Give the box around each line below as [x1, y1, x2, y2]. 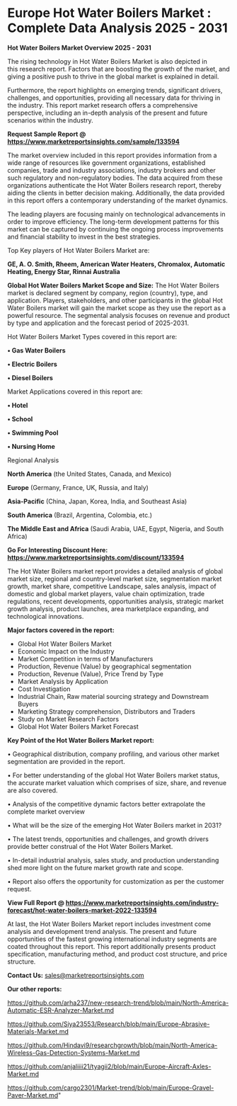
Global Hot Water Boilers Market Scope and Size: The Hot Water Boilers [7, 281, 219, 290]
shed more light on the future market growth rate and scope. [7, 863, 184, 872]
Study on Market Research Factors [17, 714, 119, 723]
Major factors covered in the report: [7, 625, 115, 634]
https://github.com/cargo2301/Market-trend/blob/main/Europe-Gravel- [7, 1083, 214, 1092]
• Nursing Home [7, 442, 55, 450]
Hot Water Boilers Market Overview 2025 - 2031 [7, 43, 152, 52]
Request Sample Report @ [7, 130, 86, 138]
